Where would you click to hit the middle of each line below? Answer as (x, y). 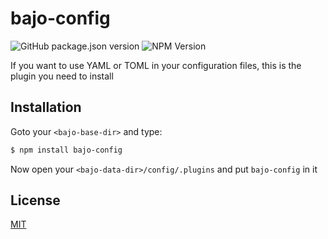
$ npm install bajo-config (66, 150)
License (35, 200)
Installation (46, 107)
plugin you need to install (62, 76)
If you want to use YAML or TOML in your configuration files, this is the (156, 65)
